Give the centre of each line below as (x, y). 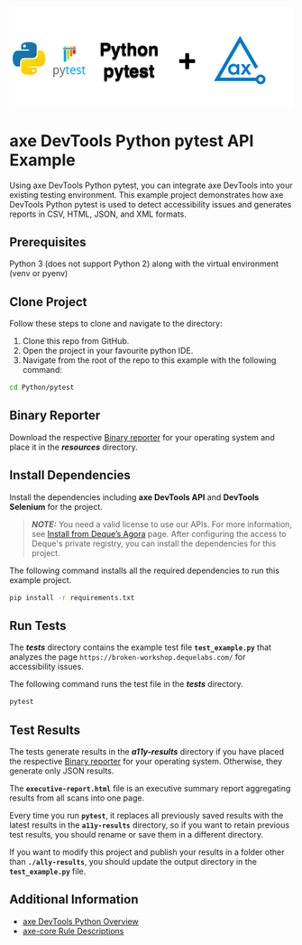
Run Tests (38, 625)
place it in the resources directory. (73, 447)
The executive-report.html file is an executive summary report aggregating (150, 789)
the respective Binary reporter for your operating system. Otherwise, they (146, 762)
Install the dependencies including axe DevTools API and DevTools (134, 497)
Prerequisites (48, 242)
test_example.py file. (48, 871)
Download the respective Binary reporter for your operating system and (142, 437)
